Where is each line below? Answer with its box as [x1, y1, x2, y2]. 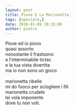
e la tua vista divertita [5, 62, 50, 68]
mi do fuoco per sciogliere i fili [5, 84, 69, 90]
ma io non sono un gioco [5, 67, 57, 74]
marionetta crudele [5, 89, 45, 95]
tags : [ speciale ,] [5, 17, 44, 22]
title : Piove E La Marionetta [5, 12, 69, 17]
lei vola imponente [5, 95, 44, 101]
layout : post [5, 7, 33, 13]
